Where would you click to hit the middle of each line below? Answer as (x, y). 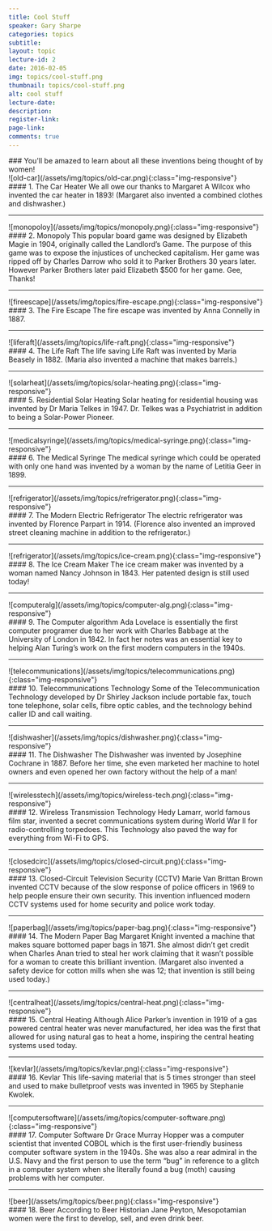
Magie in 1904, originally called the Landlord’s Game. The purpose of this (130, 244)
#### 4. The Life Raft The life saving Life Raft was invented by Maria (123, 350)
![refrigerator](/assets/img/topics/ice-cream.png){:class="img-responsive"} (135, 555)
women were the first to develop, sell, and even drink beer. (106, 1218)
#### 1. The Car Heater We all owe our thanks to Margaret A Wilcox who (130, 186)
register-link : (34, 120)
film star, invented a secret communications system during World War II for (133, 821)
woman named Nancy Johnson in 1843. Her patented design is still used (129, 573)
